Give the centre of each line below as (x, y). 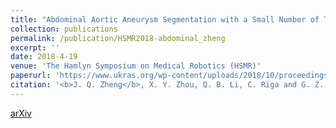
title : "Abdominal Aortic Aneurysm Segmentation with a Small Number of (165, 19)
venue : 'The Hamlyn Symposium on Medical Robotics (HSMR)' (136, 66)
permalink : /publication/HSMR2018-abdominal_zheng (118, 38)
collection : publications (64, 29)
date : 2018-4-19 (44, 57)
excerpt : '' (35, 47)
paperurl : (31, 76)
